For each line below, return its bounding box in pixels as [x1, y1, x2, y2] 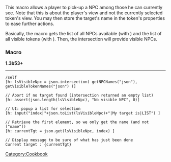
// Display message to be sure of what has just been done [5, 137, 133, 143]
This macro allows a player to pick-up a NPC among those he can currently [5, 5, 163, 10]
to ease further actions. [5, 20, 54, 27]
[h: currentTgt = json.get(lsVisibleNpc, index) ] [5, 129, 115, 134]
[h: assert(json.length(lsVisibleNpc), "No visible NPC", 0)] [5, 97, 140, 103]
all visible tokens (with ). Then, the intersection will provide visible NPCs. [5, 36, 158, 42]
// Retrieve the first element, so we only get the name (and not [5, 120, 149, 125]
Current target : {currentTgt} [5, 142, 72, 147]
